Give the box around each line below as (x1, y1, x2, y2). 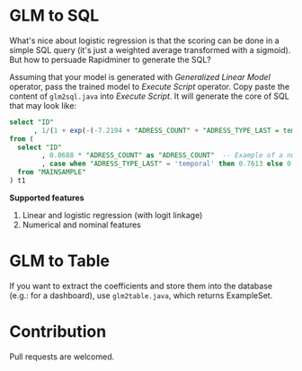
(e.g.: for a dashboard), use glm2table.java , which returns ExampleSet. (9, 289, 273, 301)
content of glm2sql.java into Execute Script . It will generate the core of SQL (9, 91, 289, 102)
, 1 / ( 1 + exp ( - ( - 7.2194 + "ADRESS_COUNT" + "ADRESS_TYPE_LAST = (32, 126, 280, 135)
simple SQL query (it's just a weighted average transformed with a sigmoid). (9, 44, 291, 55)
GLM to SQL (9, 5, 100, 26)
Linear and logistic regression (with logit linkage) (22, 209, 203, 220)
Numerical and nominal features (22, 219, 141, 230)
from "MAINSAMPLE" (17, 168, 87, 177)
